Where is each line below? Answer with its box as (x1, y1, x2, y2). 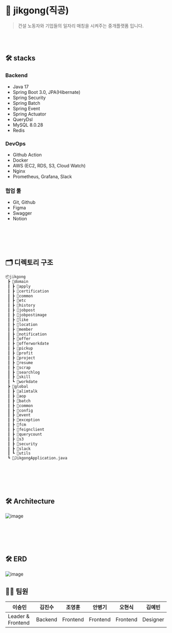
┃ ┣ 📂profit (7, 351, 33, 356)
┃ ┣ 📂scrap (7, 365, 31, 370)
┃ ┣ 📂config (7, 408, 33, 413)
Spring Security (12, 94, 46, 101)
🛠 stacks (5, 54, 36, 63)
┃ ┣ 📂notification (7, 332, 47, 337)
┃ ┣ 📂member (7, 327, 33, 332)
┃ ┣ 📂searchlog (7, 370, 40, 375)
